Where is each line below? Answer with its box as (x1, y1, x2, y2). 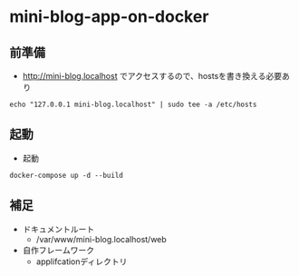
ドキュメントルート (22, 223, 95, 234)
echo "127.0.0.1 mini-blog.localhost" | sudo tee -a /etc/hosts (9, 100, 257, 109)
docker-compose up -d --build (9, 171, 124, 180)
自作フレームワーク (22, 244, 95, 255)
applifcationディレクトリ (35, 256, 128, 267)
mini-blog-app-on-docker (9, 6, 209, 27)
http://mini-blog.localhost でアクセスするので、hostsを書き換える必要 (22, 71, 283, 81)
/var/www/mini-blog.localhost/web (35, 233, 168, 244)
